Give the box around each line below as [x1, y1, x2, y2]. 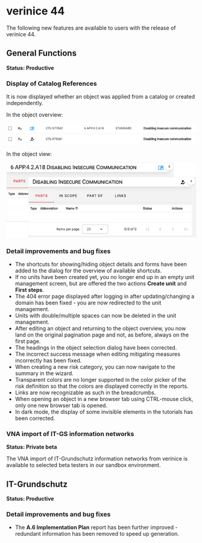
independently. [6, 100, 43, 107]
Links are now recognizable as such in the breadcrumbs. [14, 388, 156, 396]
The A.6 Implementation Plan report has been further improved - [14, 524, 178, 531]
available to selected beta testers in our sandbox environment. [6, 461, 161, 469]
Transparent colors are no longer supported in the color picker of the [14, 376, 186, 383]
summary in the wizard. [14, 370, 74, 377]
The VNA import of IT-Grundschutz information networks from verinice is [6, 455, 188, 463]
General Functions [6, 48, 77, 59]
